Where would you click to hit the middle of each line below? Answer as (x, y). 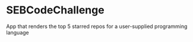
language (18, 32)
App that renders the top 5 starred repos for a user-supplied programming (97, 26)
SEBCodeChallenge (56, 10)
